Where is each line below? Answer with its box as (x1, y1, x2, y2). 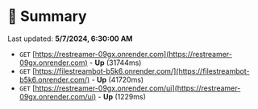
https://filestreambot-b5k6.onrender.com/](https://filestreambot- (35, 66, 250, 75)
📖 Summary (7, 7, 87, 26)
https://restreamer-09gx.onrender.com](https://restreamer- (35, 49, 233, 59)
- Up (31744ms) (89, 58, 142, 67)
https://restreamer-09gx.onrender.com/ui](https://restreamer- (35, 83, 241, 93)
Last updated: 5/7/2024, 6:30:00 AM (7, 34, 133, 43)
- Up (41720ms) (91, 75, 144, 84)
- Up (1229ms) (98, 91, 147, 101)
